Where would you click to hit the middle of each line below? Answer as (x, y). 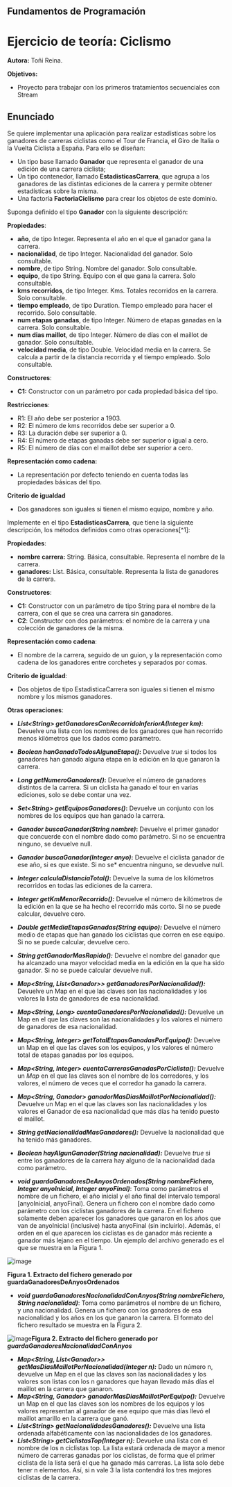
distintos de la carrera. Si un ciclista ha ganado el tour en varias (108, 787)
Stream (27, 95)
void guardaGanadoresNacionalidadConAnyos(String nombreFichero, (121, 1296)
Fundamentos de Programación (77, 11)
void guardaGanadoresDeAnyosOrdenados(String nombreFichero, (116, 1181)
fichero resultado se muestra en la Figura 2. (80, 1325)
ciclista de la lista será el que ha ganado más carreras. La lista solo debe (121, 1463)
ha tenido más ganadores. (54, 1140)
